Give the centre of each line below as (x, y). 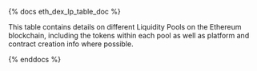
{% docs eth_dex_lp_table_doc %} (65, 12)
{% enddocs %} (35, 59)
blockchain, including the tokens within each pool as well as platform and (129, 35)
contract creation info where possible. (71, 44)
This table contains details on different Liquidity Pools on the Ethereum (125, 27)
